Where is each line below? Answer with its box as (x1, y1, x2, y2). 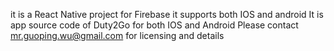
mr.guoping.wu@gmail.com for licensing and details (10, 30, 225, 41)
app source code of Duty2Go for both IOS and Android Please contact (10, 19, 299, 31)
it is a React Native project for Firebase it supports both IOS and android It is (10, 9, 324, 20)
